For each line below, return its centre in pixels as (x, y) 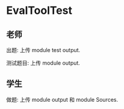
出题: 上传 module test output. (43, 50)
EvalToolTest (39, 11)
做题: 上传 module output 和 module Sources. (62, 99)
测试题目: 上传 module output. (43, 63)
